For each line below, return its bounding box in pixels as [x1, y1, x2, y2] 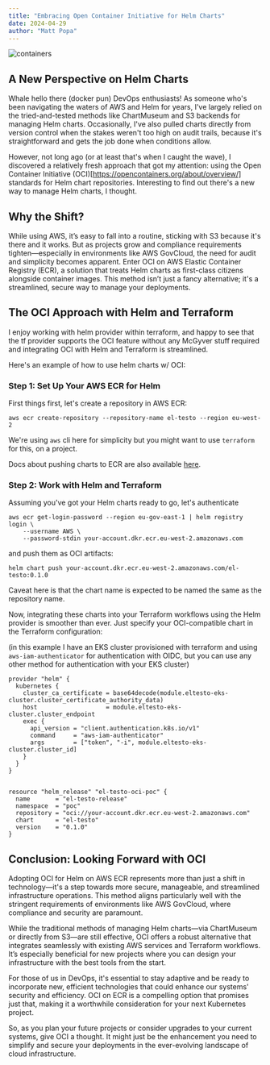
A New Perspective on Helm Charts [8, 72, 189, 85]
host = [23, 703, 110, 712]
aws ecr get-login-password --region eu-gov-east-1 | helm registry [8, 514, 243, 522]
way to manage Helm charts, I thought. [8, 186, 137, 196]
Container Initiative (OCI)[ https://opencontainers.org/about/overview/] [8, 169, 242, 179]
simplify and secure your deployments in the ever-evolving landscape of [8, 1041, 249, 1050]
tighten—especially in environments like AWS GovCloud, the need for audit [8, 248, 256, 258]
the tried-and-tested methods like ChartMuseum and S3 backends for [8, 110, 240, 121]
